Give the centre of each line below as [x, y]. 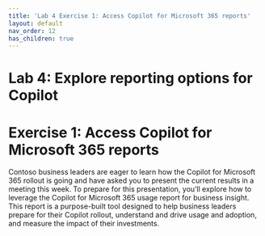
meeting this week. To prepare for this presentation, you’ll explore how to [130, 189]
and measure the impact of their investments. [84, 224]
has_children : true [41, 38]
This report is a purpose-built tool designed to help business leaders [122, 206]
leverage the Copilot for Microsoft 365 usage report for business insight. [129, 198]
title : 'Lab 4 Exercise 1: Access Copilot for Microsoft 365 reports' [130, 16]
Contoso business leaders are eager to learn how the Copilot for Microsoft [132, 172]
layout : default [36, 23]
